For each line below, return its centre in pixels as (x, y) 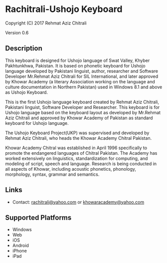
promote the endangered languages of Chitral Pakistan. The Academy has (81, 153)
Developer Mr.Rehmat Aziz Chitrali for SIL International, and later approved (82, 76)
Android (20, 246)
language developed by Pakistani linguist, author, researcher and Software (82, 71)
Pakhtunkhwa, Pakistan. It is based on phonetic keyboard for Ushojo (75, 65)
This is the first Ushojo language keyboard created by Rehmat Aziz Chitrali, (82, 102)
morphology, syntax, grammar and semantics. (52, 174)
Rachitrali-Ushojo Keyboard (64, 9)
